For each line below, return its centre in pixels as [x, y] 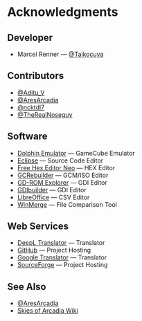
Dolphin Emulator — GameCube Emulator [76, 153]
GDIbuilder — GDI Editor [52, 190]
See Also [27, 287]
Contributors [36, 76]
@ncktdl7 [31, 107]
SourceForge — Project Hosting [62, 265]
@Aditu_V [31, 92]
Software [27, 137]
